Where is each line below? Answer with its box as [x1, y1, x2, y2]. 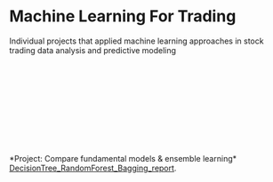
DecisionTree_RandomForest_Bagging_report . [9, 162, 177, 173]
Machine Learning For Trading [9, 6, 237, 27]
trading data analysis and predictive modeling [9, 44, 176, 55]
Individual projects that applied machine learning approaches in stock [9, 36, 264, 46]
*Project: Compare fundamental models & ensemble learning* [9, 153, 237, 163]
